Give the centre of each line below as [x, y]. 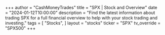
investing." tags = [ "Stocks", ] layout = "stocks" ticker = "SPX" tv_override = [83, 23]
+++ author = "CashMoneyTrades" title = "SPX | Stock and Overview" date [81, 8]
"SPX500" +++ [21, 28]
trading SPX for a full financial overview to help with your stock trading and [81, 18]
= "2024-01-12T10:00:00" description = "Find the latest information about [80, 13]
